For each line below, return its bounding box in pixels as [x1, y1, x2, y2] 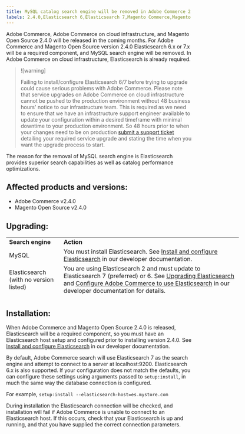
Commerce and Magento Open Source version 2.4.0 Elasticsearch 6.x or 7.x [6, 43, 190, 50]
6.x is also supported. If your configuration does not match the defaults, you [6, 367, 191, 374]
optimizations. [6, 165, 41, 172]
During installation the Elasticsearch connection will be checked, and [6, 402, 173, 409]
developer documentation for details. [64, 287, 166, 295]
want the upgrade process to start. [20, 141, 105, 148]
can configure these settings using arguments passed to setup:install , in [6, 373, 186, 380]
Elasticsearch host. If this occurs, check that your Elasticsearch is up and [6, 415, 184, 422]
